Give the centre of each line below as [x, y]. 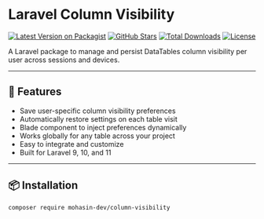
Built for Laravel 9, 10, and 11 [65, 152]
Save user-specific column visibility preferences [97, 111]
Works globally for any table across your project [97, 136]
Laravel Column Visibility [92, 15]
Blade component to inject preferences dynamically [103, 127]
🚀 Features [35, 92]
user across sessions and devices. [64, 60]
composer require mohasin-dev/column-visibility [89, 207]
